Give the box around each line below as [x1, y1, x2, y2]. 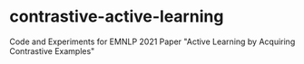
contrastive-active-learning [9, 6, 224, 27]
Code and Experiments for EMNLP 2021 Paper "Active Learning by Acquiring [9, 36, 296, 47]
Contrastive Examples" [9, 45, 95, 56]
